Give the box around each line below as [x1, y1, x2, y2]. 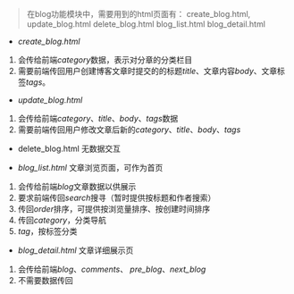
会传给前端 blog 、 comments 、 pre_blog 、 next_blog [17, 264, 206, 274]
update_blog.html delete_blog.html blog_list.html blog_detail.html [26, 19, 266, 29]
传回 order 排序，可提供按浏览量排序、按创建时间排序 [17, 204, 211, 214]
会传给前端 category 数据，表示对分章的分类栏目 [17, 55, 193, 65]
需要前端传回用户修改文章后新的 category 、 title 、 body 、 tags [17, 124, 241, 135]
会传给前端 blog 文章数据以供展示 [17, 181, 137, 191]
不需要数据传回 [17, 275, 73, 285]
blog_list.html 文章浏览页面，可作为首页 [17, 163, 164, 172]
